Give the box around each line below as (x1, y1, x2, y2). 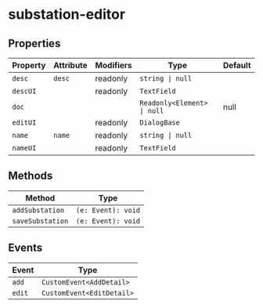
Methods (8, 169, 53, 183)
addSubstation (12, 205, 65, 215)
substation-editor (8, 5, 126, 24)
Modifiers (95, 60, 132, 71)
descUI (12, 87, 37, 96)
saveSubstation (12, 216, 69, 225)
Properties (8, 37, 61, 50)
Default (222, 60, 251, 71)
